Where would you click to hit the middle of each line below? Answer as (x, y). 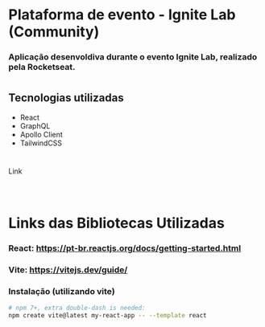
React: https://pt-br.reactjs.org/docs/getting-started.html (125, 248)
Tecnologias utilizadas (66, 98)
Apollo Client (41, 134)
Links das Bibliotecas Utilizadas (117, 223)
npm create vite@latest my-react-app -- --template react (108, 316)
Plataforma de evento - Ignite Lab (122, 15)
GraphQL (35, 125)
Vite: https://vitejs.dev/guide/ (68, 270)
